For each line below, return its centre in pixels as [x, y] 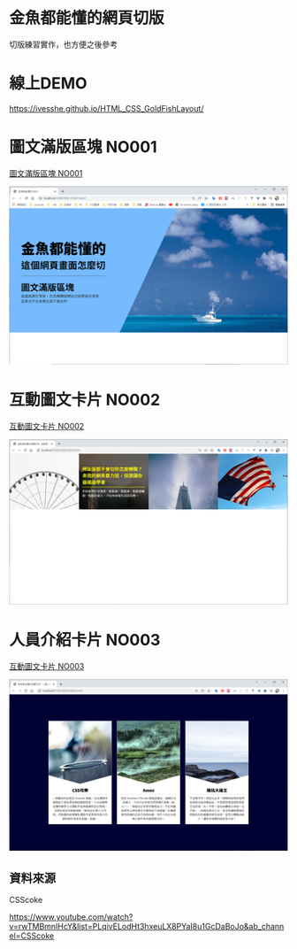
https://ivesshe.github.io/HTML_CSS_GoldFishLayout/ [107, 108]
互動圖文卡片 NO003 [47, 666]
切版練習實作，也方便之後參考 [63, 44]
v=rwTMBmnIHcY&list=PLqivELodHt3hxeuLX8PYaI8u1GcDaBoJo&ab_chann [147, 927]
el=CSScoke [32, 936]
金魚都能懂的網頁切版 [87, 18]
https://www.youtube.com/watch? [71, 917]
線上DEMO [48, 84]
